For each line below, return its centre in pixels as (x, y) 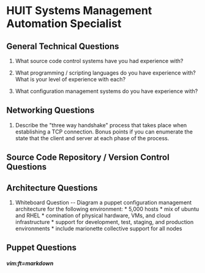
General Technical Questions (63, 46)
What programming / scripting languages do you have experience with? (105, 73)
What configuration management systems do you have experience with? (106, 91)
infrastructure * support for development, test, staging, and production (104, 222)
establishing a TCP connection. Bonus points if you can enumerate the (104, 132)
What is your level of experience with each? (70, 79)
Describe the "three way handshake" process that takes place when (101, 125)
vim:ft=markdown (30, 263)
